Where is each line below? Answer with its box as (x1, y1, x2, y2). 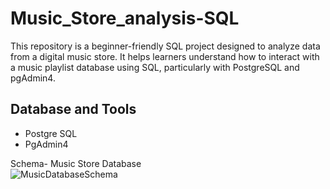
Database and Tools (10, 101, 137, 118)
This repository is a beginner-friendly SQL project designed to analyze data (10, 40, 321, 52)
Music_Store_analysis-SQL (10, 7, 240, 30)
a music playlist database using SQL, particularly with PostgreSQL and (10, 61, 300, 73)
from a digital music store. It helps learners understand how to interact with (10, 50, 320, 62)
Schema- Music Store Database (10, 157, 142, 169)
